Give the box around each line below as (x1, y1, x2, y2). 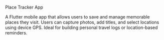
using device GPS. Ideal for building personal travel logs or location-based (5, 24, 158, 30)
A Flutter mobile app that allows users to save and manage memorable (5, 14, 150, 19)
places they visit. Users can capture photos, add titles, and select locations (5, 19, 160, 25)
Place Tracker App (5, 4, 43, 10)
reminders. (5, 30, 27, 35)
